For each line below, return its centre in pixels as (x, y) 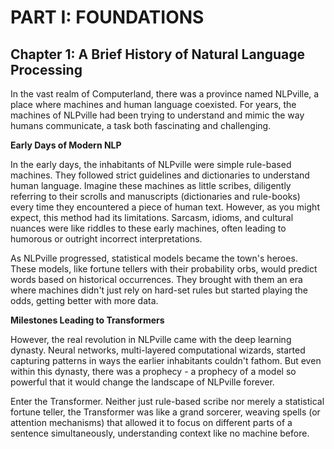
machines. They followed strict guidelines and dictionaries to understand (160, 175)
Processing (46, 69)
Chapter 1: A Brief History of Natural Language (158, 54)
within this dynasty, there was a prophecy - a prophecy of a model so (153, 371)
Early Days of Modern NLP (66, 145)
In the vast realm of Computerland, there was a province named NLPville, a (165, 94)
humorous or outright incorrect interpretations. (106, 239)
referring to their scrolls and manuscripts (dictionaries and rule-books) (155, 196)
